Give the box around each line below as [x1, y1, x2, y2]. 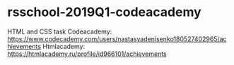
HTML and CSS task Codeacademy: [7, 27, 112, 36]
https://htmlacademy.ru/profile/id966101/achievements [7, 50, 168, 58]
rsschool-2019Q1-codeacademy [7, 4, 201, 20]
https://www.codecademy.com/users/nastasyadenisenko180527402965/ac [7, 34, 228, 43]
